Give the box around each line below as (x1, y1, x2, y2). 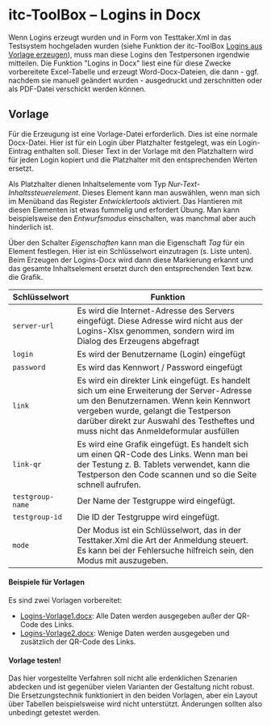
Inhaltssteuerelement (8, 188, 79, 197)
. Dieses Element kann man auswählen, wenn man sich (77, 188, 261, 197)
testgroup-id (12, 512, 63, 521)
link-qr (12, 460, 42, 468)
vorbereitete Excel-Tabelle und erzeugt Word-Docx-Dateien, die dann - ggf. (8, 66, 260, 76)
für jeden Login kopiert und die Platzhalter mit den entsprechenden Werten (8, 155, 258, 164)
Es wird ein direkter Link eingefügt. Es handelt (77, 375, 251, 386)
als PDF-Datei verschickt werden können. (8, 83, 147, 94)
